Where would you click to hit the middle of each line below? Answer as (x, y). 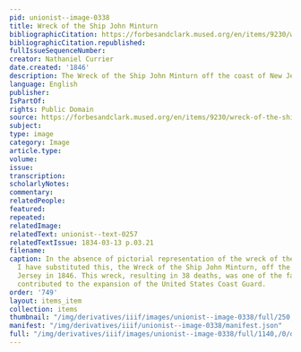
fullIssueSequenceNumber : (57, 51)
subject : (26, 126)
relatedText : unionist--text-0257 (74, 234)
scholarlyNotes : (39, 185)
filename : (28, 251)
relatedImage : (36, 226)
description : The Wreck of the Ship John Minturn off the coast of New (146, 76)
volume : (24, 159)
